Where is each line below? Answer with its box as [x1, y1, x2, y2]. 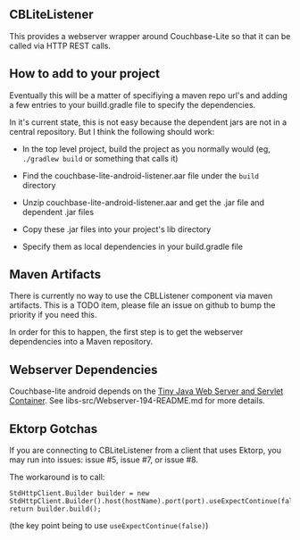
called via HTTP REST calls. [9, 40, 112, 51]
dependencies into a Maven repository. [9, 336, 154, 347]
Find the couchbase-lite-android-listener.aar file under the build [21, 170, 259, 181]
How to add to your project [9, 66, 161, 81]
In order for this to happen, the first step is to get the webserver [9, 327, 244, 337]
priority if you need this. [9, 310, 97, 320]
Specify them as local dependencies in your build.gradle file [21, 241, 244, 252]
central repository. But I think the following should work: [9, 126, 215, 137]
